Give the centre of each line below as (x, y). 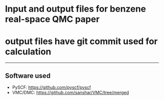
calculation (28, 52)
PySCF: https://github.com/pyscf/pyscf (51, 87)
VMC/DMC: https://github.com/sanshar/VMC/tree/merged (71, 92)
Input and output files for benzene (76, 9)
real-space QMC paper (52, 19)
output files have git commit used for (81, 42)
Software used (28, 75)
